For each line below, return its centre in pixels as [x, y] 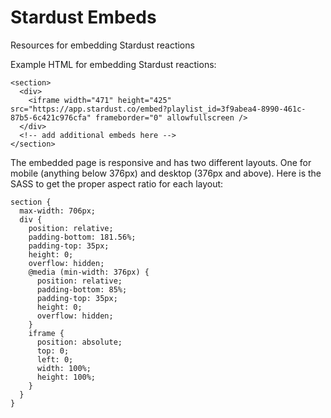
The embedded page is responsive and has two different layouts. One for [161, 162]
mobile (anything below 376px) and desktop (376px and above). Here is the [166, 173]
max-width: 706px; [58, 211]
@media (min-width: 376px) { [89, 272]
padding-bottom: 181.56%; [82, 237]
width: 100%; [64, 368]
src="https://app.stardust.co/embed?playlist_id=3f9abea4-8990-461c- [158, 109]
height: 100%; [66, 377]
